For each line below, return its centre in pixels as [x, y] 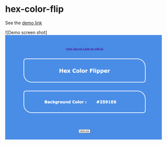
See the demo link [24, 23]
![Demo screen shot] [26, 32]
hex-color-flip [35, 9]
